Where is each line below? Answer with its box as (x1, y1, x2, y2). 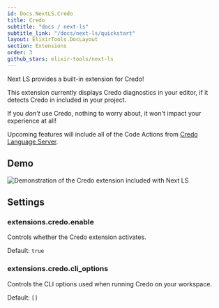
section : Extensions (7, 43, 68, 49)
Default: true (7, 247, 45, 255)
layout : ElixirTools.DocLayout (7, 36, 98, 43)
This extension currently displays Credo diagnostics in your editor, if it (7, 88, 209, 96)
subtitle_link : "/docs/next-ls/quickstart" (7, 29, 136, 37)
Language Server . (7, 137, 59, 146)
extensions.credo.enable (7, 217, 94, 226)
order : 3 (7, 49, 33, 56)
